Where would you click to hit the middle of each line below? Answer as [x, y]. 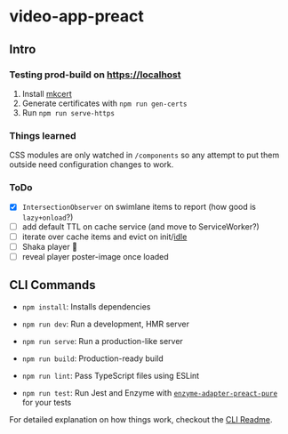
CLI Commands [52, 285]
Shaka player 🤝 [50, 246]
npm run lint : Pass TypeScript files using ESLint [111, 375]
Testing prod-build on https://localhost [95, 75]
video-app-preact [76, 16]
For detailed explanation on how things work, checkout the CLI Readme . [141, 419]
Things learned [43, 135]
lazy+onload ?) [48, 217]
